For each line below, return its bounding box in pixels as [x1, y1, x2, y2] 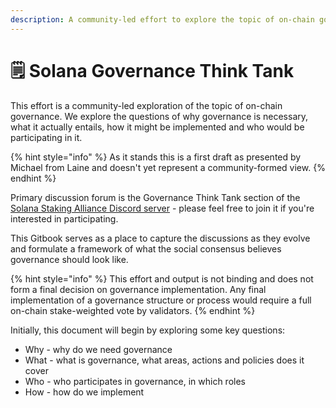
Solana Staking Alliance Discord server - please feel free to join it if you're [10, 202, 315, 214]
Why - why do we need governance [24, 343, 173, 355]
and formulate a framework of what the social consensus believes [10, 242, 282, 255]
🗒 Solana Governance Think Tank [10, 59, 295, 82]
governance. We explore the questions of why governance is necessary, [10, 110, 309, 122]
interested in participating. [10, 212, 119, 225]
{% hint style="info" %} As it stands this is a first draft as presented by [10, 151, 302, 163]
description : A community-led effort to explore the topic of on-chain [10, 14, 315, 25]
